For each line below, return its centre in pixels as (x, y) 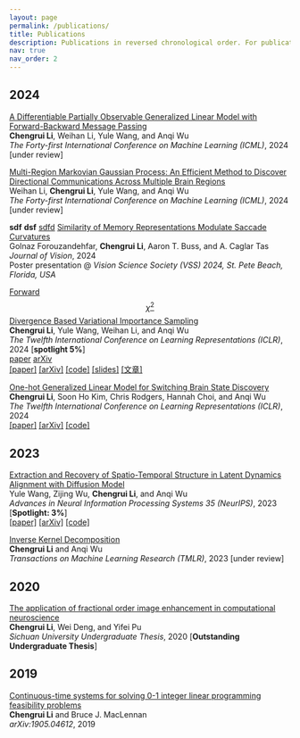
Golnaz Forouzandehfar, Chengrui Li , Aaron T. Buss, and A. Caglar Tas (139, 245)
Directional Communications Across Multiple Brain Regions (117, 181)
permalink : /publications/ (59, 26)
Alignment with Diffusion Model (67, 485)
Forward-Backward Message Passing (78, 126)
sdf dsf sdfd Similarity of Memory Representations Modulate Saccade (138, 227)
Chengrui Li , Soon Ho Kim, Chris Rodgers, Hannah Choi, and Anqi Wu (137, 397)
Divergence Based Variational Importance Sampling (104, 321)
